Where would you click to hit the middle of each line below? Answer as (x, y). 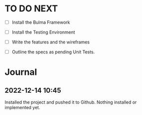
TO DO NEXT (31, 9)
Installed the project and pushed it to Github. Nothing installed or (71, 102)
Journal (21, 72)
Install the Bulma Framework (41, 22)
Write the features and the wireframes (51, 42)
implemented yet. (22, 108)
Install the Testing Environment (43, 32)
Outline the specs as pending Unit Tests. (53, 52)
